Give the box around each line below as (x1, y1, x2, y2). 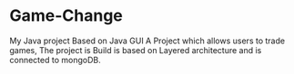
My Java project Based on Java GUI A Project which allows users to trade (9, 35, 285, 46)
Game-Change (9, 5, 123, 26)
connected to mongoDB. (9, 54, 102, 65)
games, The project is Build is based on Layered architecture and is (9, 44, 262, 55)
